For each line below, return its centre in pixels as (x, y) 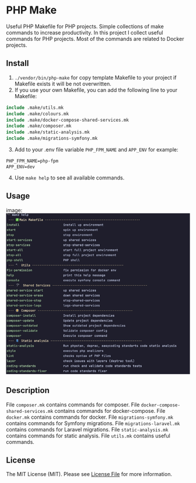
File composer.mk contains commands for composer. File (73, 405)
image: (14, 210)
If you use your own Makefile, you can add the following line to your (96, 90)
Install (17, 63)
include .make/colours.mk (37, 114)
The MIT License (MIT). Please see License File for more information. (89, 474)
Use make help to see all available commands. (69, 178)
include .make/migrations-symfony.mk (52, 139)
